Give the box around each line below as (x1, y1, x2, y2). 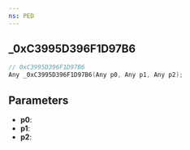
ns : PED (8, 11, 35, 20)
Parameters (8, 93, 69, 107)
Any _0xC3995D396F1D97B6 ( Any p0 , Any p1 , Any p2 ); (8, 71, 184, 79)
